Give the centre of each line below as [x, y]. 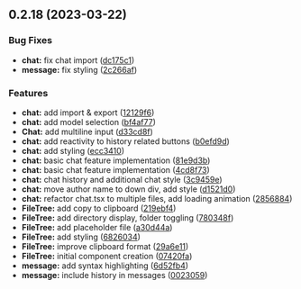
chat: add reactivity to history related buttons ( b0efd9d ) [126, 141]
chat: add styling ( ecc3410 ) [73, 150]
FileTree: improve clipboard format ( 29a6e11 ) [105, 246]
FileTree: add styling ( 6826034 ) [81, 237]
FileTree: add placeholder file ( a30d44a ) [97, 227]
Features [28, 93]
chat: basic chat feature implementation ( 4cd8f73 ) [116, 169]
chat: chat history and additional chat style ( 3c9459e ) [122, 179]
